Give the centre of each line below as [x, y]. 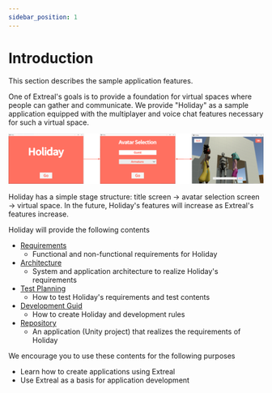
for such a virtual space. [49, 122]
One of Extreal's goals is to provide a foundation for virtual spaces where [130, 96]
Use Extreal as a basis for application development [105, 380]
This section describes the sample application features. [101, 80]
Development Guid [51, 306]
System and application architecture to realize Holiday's [125, 271]
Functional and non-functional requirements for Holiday [125, 254]
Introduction [51, 58]
